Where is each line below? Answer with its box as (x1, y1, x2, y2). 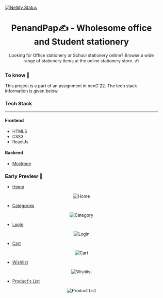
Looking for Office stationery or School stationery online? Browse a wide (9, 52, 154, 58)
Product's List (12, 278, 40, 284)
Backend (5, 150, 23, 156)
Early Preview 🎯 (5, 173, 43, 180)
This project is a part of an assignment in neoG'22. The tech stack (5, 83, 137, 89)
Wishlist (12, 260, 28, 265)
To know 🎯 (5, 72, 30, 78)
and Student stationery (33, 37, 130, 47)
